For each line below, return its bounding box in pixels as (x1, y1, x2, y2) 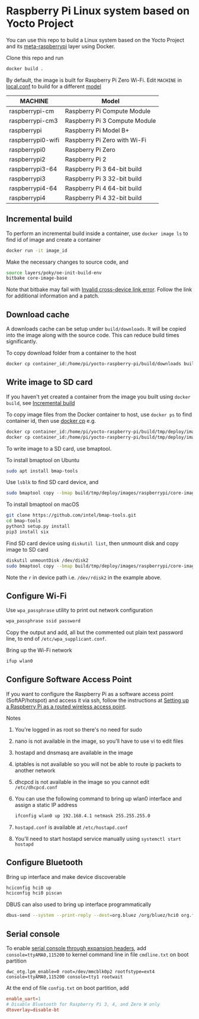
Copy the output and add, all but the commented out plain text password (6, 629, 184, 636)
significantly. (6, 338, 37, 345)
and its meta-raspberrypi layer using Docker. (6, 43, 115, 50)
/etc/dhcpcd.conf (14, 784, 58, 790)
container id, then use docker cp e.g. (6, 417, 97, 424)
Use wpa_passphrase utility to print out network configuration (6, 607, 153, 614)
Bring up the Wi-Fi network (6, 647, 72, 654)
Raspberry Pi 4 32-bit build (65, 194, 142, 202)
